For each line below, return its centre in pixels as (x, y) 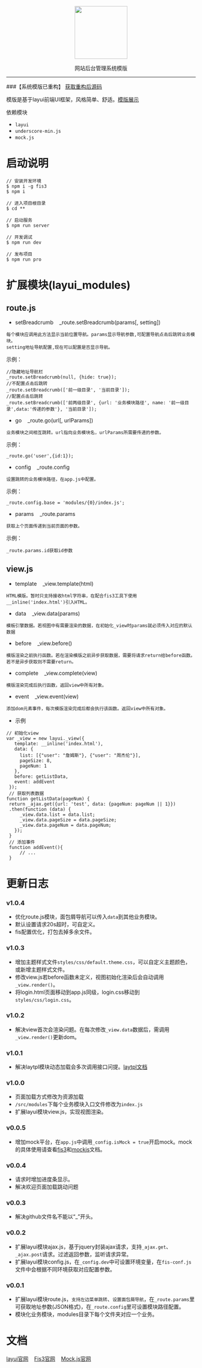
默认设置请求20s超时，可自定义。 (57, 924)
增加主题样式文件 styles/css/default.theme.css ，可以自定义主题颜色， (103, 962)
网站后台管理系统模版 (101, 68)
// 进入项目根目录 (26, 203)
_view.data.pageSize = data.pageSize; (68, 820)
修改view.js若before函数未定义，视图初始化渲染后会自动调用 (89, 977)
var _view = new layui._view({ (45, 738)
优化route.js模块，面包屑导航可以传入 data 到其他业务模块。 (87, 917)
